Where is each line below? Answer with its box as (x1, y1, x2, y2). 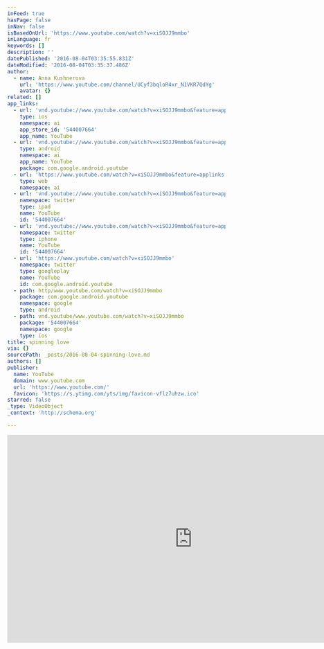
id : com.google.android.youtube (19, 281, 113, 287)
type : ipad (19, 204, 51, 211)
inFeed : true (7, 10, 45, 17)
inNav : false (7, 23, 45, 30)
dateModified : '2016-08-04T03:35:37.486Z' (7, 62, 132, 69)
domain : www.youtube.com (13, 377, 85, 384)
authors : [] (7, 358, 42, 365)
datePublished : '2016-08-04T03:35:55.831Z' (7, 55, 135, 62)
